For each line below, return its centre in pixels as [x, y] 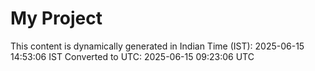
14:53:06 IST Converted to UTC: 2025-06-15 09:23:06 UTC [132, 56]
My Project [56, 18]
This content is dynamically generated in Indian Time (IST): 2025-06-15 [157, 46]
